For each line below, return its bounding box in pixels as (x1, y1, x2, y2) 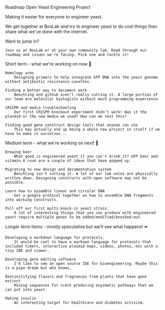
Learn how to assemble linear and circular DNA (5, 188, 105, 193)
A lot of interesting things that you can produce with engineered (14, 210, 156, 215)
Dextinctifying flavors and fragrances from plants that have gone (5, 274, 147, 279)
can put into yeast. (5, 287, 48, 292)
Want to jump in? (5, 38, 40, 44)
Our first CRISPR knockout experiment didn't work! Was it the (14, 110, 147, 115)
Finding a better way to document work (5, 88, 87, 93)
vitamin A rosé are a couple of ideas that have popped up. (5, 158, 132, 163)
